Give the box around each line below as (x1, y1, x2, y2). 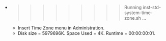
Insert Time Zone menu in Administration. (17, 25, 105, 31)
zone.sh (124, 15, 142, 21)
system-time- (124, 10, 153, 16)
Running (124, 5, 142, 10)
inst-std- (142, 5, 161, 10)
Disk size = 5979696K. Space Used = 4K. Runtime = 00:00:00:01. (17, 30, 155, 36)
